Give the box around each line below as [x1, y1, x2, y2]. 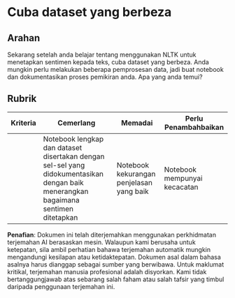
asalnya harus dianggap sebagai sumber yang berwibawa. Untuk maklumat [7, 260, 225, 269]
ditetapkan [43, 212, 78, 222]
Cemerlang [57, 118, 96, 128]
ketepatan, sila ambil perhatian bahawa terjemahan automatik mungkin [7, 245, 211, 253]
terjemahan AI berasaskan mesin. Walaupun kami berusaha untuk [7, 238, 196, 246]
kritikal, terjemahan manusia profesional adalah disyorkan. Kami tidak [7, 267, 207, 276]
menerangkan [43, 186, 89, 196]
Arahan [7, 32, 41, 44]
